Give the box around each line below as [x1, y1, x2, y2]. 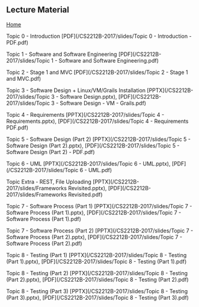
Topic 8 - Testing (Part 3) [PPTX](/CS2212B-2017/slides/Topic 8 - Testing [6, 287, 188, 294]
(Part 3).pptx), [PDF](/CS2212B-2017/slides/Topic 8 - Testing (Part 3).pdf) [6, 294, 189, 301]
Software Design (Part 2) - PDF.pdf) [6, 148, 95, 155]
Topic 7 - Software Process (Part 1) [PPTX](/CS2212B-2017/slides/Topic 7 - [6, 202, 192, 209]
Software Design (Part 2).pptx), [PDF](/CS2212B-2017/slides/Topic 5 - [6, 141, 180, 149]
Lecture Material [6, 5, 69, 15]
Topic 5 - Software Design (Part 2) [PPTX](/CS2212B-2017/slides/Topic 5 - [6, 135, 191, 143]
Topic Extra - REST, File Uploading [6, 178, 92, 185]
